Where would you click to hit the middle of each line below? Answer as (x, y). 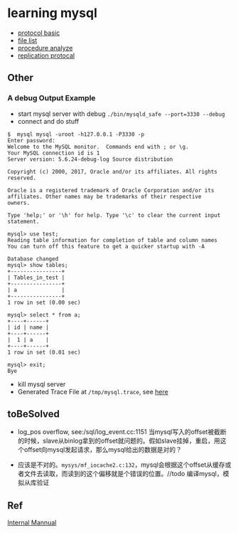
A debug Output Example (52, 98)
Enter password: (31, 140)
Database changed (33, 259)
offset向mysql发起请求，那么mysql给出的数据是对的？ (103, 450)
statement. (23, 221)
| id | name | (28, 327)
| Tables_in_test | (36, 278)
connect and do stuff (48, 121)
